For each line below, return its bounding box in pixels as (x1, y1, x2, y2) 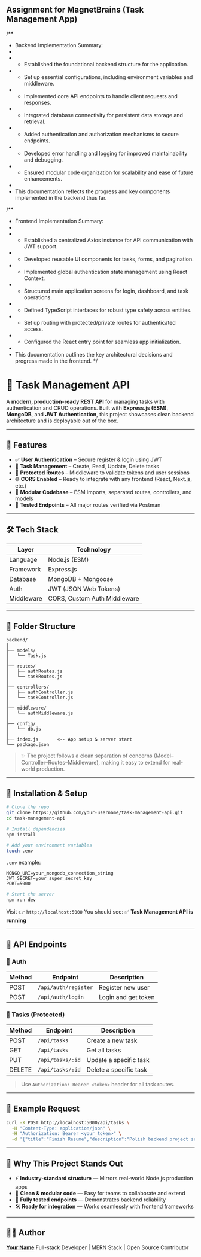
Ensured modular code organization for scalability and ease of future (23, 169, 194, 176)
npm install (6, 832, 36, 838)
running (6, 917, 27, 924)
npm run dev (6, 897, 36, 903)
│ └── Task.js (6, 653, 47, 659)
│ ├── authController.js (6, 689, 74, 696)
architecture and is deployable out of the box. (6, 417, 118, 424)
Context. (23, 275, 45, 282)
